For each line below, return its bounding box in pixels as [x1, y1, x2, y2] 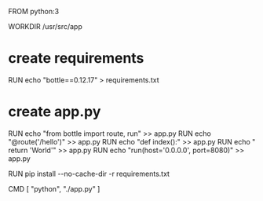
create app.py [8, 103, 101, 121]
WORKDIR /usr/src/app [8, 22, 82, 31]
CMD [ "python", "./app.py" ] [8, 184, 100, 193]
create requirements [8, 49, 144, 68]
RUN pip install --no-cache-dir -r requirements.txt [8, 169, 170, 178]
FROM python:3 [8, 7, 60, 16]
